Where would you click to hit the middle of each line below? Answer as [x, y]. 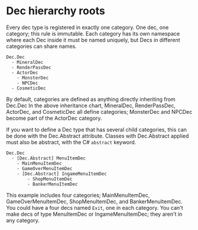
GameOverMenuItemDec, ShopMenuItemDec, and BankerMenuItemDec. [95, 201]
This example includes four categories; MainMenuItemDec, [78, 195]
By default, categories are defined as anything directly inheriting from [91, 99]
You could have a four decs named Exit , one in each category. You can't [95, 207]
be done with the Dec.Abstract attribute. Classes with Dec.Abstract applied [98, 136]
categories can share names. [41, 46]
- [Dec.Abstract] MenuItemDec [48, 158]
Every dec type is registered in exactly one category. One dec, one [87, 27]
